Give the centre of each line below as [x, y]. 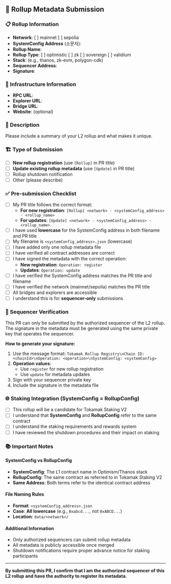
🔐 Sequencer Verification [37, 311]
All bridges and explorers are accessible [55, 293]
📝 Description [22, 125]
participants [25, 556]
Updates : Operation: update [50, 270]
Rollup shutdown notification [42, 174]
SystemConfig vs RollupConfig [39, 460]
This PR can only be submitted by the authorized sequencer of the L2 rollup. [85, 323]
